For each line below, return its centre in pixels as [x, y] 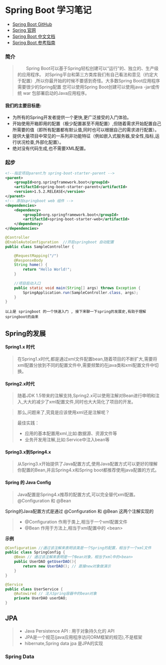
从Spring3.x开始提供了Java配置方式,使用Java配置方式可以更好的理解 [87, 464]
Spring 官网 [24, 30]
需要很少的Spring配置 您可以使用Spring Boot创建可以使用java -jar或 [86, 87]
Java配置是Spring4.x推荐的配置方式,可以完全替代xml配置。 [77, 494]
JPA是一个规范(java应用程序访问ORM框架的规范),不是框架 [83, 637]
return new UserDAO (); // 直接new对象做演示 [67, 566]
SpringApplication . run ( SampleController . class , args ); [81, 293]
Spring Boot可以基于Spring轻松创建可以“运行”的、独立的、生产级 [92, 68]
